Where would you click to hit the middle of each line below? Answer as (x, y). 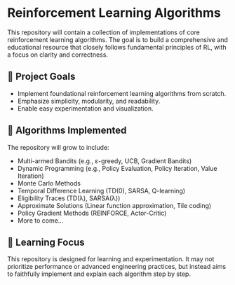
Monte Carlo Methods (49, 183)
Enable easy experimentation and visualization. (86, 108)
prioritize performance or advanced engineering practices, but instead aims (117, 267)
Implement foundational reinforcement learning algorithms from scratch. (122, 93)
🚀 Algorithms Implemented (67, 131)
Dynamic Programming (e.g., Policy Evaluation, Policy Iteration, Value (117, 168)
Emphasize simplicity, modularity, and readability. (89, 101)
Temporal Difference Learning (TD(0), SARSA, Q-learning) (101, 190)
